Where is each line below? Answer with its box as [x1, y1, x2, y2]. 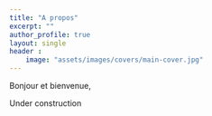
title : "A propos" [9, 13, 78, 23]
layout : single [9, 38, 67, 48]
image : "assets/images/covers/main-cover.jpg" [25, 55, 204, 64]
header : [9, 47, 42, 56]
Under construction [9, 98, 82, 109]
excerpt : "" [9, 22, 54, 31]
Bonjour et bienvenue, [9, 81, 92, 91]
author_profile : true [9, 30, 91, 39]
